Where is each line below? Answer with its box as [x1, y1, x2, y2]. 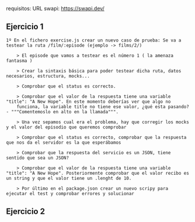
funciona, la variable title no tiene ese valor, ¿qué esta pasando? [16, 103, 190, 110]
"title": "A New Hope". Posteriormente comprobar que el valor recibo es [6, 170, 190, 176]
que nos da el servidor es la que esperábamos [6, 140, 121, 145]
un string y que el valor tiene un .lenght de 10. [6, 175, 132, 181]
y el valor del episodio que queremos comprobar [6, 124, 127, 130]
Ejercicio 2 [6, 207, 46, 217]
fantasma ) [6, 58, 33, 64]
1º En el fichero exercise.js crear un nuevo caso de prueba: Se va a [6, 37, 182, 43]
